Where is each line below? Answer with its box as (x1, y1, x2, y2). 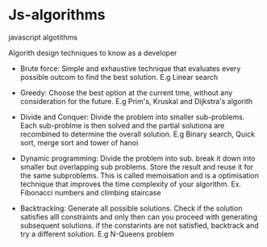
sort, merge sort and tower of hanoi (19, 137, 139, 147)
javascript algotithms (8, 32, 78, 42)
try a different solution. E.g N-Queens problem (19, 228, 175, 239)
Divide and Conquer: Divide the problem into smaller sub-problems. (19, 111, 245, 122)
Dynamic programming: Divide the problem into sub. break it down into (19, 153, 256, 163)
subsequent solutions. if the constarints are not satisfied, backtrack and (19, 220, 260, 230)
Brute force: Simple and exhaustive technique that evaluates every (19, 63, 241, 73)
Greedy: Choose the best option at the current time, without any (19, 87, 233, 98)
